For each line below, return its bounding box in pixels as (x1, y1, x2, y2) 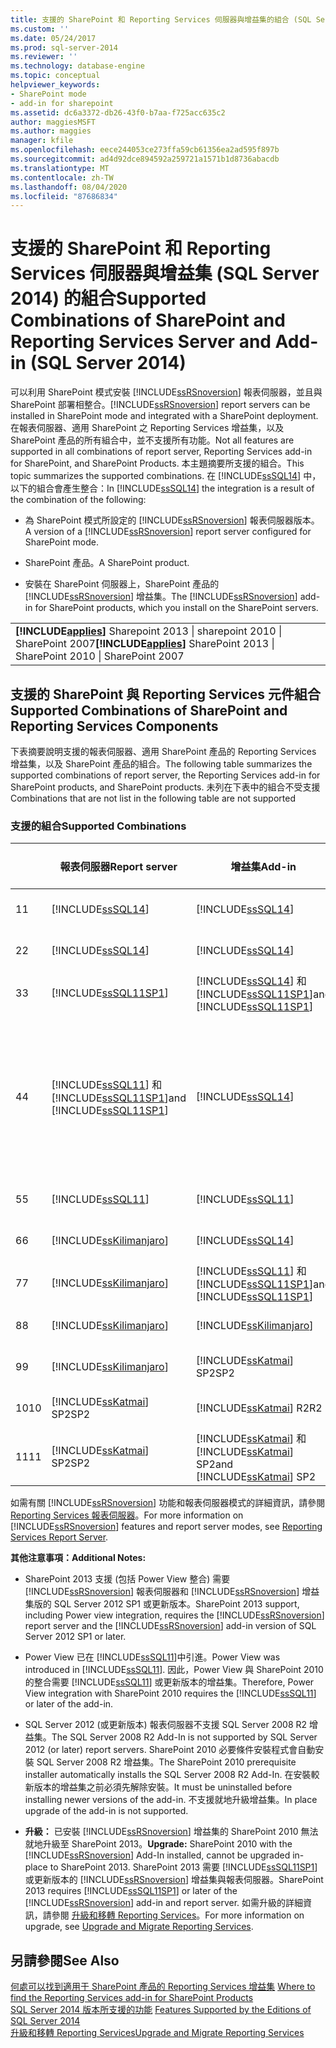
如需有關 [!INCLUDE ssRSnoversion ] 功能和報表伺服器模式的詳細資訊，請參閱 (10, 1497, 326, 1509)
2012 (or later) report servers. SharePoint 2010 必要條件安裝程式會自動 (24, 1744, 316, 1756)
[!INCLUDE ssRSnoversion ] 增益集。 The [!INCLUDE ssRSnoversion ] (24, 591, 298, 603)
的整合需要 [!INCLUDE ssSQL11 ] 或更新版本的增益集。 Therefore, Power (24, 1676, 315, 1688)
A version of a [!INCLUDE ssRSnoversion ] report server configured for (24, 526, 312, 538)
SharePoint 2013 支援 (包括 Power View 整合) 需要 (24, 1573, 231, 1585)
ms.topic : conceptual (10, 71, 101, 81)
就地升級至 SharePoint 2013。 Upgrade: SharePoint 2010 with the (24, 1838, 293, 1850)
